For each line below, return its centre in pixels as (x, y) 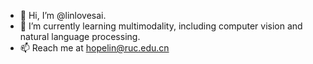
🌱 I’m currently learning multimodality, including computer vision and (161, 26)
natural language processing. (80, 36)
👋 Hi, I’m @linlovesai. (63, 15)
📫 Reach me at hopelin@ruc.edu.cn (94, 48)
